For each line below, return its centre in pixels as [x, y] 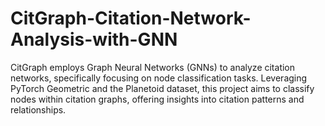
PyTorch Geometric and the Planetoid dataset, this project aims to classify [162, 88]
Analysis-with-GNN [94, 39]
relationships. [38, 109]
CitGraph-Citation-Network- [131, 18]
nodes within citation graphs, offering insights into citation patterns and [157, 99]
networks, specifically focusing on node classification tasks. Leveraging [159, 78]
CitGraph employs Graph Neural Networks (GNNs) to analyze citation [153, 67]
